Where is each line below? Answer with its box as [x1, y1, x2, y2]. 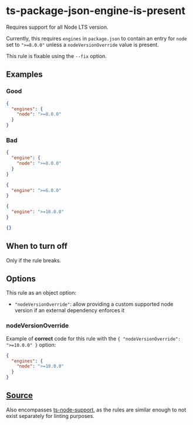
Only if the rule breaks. [6, 257, 62, 264]
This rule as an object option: [6, 289, 77, 296]
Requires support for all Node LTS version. [6, 23, 109, 31]
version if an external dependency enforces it [14, 307, 125, 314]
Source [6, 390, 33, 400]
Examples [6, 69, 43, 80]
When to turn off [6, 241, 67, 251]
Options [6, 274, 36, 284]
